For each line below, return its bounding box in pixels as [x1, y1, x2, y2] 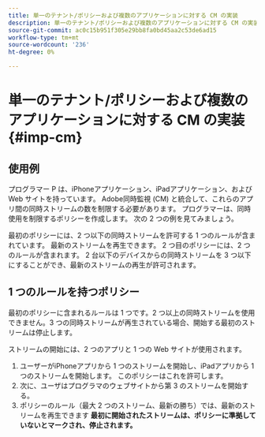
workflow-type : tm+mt [8, 33, 80, 42]
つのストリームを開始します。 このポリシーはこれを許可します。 [19, 371, 228, 380]
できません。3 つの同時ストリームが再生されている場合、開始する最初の [8, 317, 242, 327]
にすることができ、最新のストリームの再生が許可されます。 [8, 260, 201, 269]
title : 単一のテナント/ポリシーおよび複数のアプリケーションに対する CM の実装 [8, 11, 239, 20]
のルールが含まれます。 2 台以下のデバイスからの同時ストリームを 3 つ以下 [8, 250, 252, 260]
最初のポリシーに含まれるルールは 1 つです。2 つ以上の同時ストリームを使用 [8, 308, 256, 317]
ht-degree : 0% [8, 48, 55, 56]
